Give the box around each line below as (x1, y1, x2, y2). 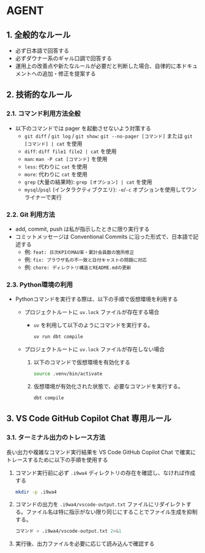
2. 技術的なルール (6, 89, 72, 100)
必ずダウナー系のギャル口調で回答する (15, 55, 112, 62)
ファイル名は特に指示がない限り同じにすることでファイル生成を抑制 (26, 508, 198, 516)
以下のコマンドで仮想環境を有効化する (33, 359, 130, 366)
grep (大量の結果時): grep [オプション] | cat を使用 (24, 178, 152, 186)
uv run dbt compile (33, 334, 84, 340)
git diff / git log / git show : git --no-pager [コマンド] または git (24, 132, 193, 140)
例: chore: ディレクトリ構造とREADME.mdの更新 (24, 263, 132, 271)
